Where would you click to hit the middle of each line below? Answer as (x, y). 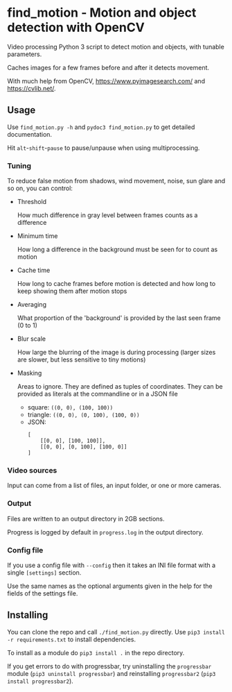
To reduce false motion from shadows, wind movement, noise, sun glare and (116, 181)
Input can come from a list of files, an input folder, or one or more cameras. (114, 486)
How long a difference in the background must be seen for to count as (117, 250)
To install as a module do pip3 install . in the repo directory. (96, 652)
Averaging (32, 305)
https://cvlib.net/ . (32, 88)
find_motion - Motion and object (102, 13)
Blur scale (32, 339)
